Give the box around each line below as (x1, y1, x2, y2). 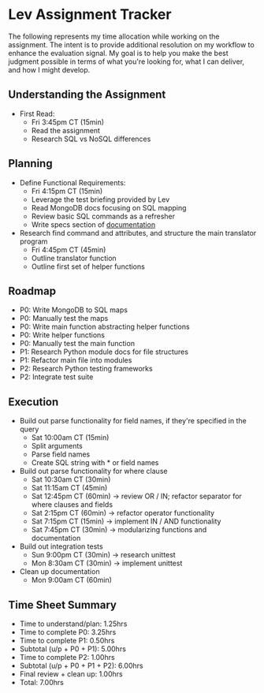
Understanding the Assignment (8, 88, 166, 102)
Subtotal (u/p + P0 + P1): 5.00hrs (19, 644, 126, 654)
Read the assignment (31, 125, 101, 135)
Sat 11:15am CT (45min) (31, 483, 108, 493)
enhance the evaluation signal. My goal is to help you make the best (8, 48, 229, 58)
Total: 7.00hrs (19, 678, 65, 687)
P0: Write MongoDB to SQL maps (19, 305, 128, 315)
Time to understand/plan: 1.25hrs (19, 619, 128, 628)
